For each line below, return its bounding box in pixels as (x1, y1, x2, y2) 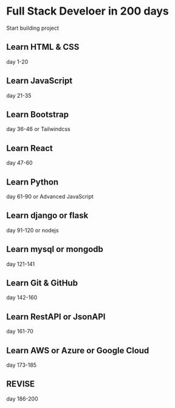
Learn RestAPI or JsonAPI (6, 311, 106, 322)
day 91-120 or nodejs (6, 226, 59, 234)
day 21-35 (6, 92, 32, 99)
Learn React (6, 143, 53, 153)
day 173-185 (6, 361, 37, 369)
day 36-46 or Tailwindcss (6, 126, 71, 133)
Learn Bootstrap (6, 109, 69, 120)
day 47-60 (6, 159, 33, 166)
